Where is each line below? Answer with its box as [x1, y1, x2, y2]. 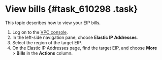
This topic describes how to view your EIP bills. [5, 20, 101, 26]
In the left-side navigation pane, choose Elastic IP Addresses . [12, 34, 138, 40]
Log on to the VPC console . [12, 29, 68, 35]
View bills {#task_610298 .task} [5, 3, 138, 15]
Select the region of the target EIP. [12, 39, 82, 45]
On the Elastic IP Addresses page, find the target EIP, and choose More [12, 45, 158, 51]
